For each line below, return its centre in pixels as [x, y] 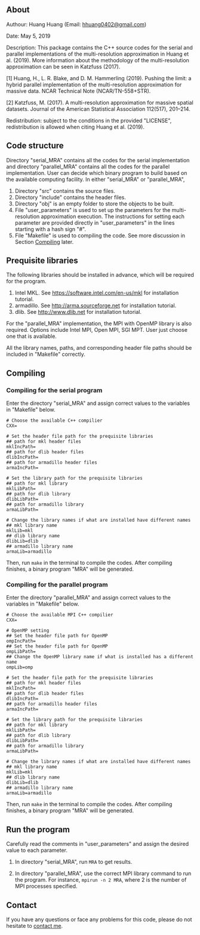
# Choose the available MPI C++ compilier [60, 615]
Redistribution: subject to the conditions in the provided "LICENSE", [89, 120]
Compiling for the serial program [54, 390]
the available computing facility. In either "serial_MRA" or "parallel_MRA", [96, 179]
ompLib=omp [20, 667]
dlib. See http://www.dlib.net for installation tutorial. [78, 312]
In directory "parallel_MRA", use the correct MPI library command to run [103, 873]
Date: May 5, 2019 [28, 36]
